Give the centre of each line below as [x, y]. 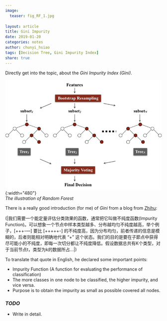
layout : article [22, 26]
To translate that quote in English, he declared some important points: [76, 259]
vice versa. [24, 285]
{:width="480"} [21, 193]
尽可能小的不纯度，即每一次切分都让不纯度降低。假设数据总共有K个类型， [81, 243]
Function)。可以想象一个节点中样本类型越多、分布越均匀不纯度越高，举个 [80, 224]
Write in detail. [27, 314]
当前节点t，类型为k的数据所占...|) [43, 249]
